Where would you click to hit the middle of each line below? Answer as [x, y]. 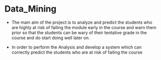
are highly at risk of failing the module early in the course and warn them [84, 27]
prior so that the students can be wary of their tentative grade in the [79, 32]
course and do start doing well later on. [51, 38]
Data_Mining [30, 9]
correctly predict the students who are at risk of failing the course [77, 52]
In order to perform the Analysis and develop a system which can [77, 47]
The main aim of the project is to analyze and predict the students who [82, 22]
